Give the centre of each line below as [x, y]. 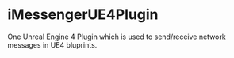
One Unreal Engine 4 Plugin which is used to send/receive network [117, 37]
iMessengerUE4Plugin [83, 15]
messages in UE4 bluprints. [52, 44]
